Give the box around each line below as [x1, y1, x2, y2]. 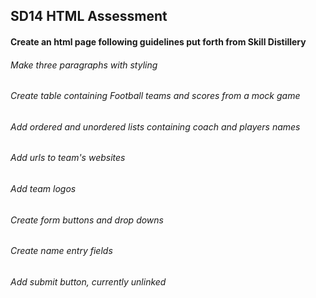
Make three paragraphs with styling [10, 59, 158, 71]
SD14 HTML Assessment [10, 8, 168, 25]
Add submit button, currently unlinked [10, 275, 167, 288]
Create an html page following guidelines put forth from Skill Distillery [10, 35, 307, 48]
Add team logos [10, 183, 77, 195]
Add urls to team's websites [10, 152, 126, 164]
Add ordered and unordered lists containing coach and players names [10, 120, 301, 133]
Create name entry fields [10, 245, 113, 257]
